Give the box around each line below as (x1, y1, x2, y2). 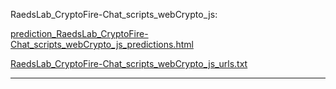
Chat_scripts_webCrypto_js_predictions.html (10, 39, 194, 50)
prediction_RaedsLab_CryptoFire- (10, 28, 149, 39)
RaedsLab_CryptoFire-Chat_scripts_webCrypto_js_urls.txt (10, 58, 248, 69)
